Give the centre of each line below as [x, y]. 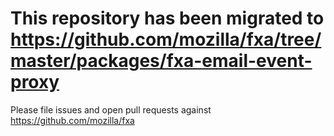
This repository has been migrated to [167, 18]
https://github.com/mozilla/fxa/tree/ [166, 39]
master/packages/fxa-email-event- [161, 61]
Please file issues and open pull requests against [111, 109]
